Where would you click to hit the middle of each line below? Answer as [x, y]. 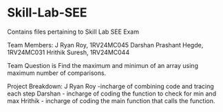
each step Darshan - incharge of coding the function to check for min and [112, 93]
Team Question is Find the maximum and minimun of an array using [103, 65]
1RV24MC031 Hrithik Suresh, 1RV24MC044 [68, 52]
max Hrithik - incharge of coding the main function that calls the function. [111, 100]
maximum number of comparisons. [57, 73]
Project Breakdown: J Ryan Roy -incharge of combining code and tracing [111, 86]
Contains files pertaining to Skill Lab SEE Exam [73, 32]
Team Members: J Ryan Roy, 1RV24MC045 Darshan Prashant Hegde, [105, 45]
